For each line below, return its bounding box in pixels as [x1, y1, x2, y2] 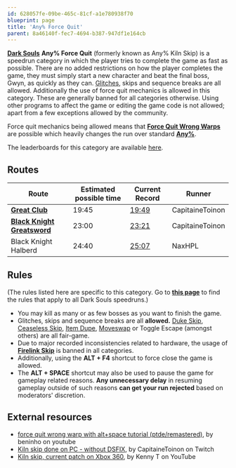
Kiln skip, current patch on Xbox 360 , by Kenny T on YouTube [17, 452, 196, 460]
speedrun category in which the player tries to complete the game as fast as [7, 57, 228, 65]
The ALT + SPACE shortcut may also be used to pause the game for [17, 368, 214, 377]
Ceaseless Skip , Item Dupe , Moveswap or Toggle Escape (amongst [17, 323, 212, 332]
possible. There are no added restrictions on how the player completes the [7, 64, 223, 72]
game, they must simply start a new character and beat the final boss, [7, 72, 209, 80]
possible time [74, 194, 122, 203]
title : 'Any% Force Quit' [7, 23, 83, 30]
